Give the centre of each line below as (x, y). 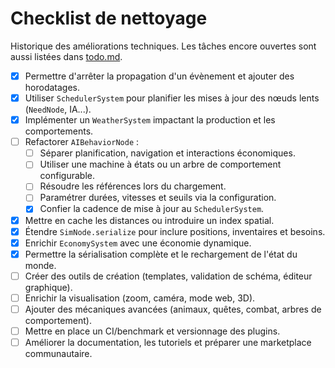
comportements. (59, 131)
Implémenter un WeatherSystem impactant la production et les (150, 120)
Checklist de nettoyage (109, 18)
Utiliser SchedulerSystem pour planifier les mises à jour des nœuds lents (172, 98)
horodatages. (52, 87)
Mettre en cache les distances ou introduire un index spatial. (149, 220)
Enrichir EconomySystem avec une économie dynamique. (138, 243)
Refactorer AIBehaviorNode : (82, 142)
